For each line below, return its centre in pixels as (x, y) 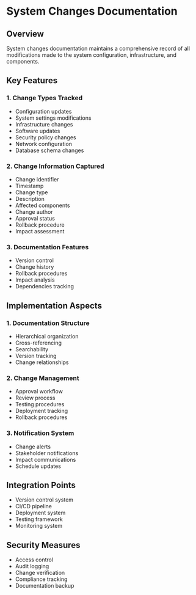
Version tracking (36, 356)
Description (30, 199)
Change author (34, 211)
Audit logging (32, 566)
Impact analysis (35, 280)
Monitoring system (39, 526)
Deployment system (40, 513)
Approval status (35, 218)
